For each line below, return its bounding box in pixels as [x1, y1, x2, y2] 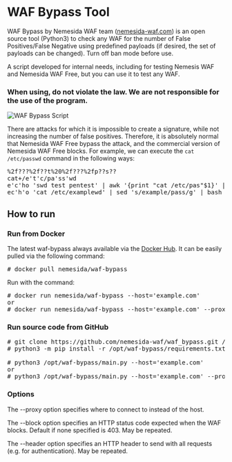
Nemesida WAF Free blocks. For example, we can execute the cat [7, 147, 195, 156]
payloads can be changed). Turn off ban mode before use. [7, 49, 174, 57]
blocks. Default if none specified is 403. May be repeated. [7, 426, 173, 434]
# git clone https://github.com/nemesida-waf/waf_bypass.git [7, 338, 219, 346]
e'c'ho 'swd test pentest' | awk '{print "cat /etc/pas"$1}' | [7, 181, 226, 190]
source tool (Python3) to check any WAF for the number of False [7, 34, 191, 42]
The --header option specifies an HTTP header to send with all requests [7, 439, 213, 447]
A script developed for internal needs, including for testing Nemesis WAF [7, 62, 215, 71]
